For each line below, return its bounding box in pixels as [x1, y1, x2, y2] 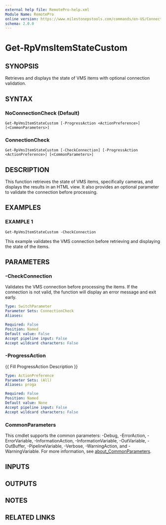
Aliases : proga [5, 382, 37, 387]
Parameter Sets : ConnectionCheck [5, 309, 74, 314]
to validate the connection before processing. [5, 189, 98, 195]
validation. [5, 80, 26, 87]
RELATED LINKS [5, 513, 55, 522]
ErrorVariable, [5, 438, 34, 444]
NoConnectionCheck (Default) [5, 109, 80, 116]
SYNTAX [5, 95, 33, 103]
